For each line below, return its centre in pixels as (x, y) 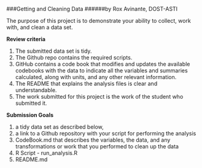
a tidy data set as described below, (60, 127)
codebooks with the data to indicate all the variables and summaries (102, 71)
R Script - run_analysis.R (46, 153)
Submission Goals (30, 115)
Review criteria (26, 39)
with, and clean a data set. (40, 27)
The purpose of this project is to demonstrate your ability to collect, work (99, 21)
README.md (31, 159)
